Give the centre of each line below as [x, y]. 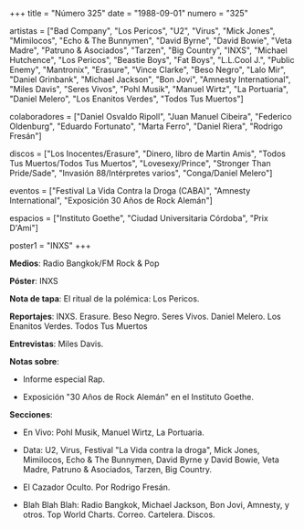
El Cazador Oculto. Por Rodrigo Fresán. [96, 487]
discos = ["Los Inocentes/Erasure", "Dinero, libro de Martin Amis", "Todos [147, 153]
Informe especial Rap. [64, 379]
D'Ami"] [24, 228]
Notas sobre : [34, 361]
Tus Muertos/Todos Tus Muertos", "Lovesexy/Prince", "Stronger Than [140, 163]
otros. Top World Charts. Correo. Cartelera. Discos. [119, 514]
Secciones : [31, 414]
